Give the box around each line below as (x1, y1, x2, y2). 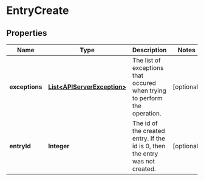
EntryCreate (6, 4, 69, 18)
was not (132, 157, 155, 165)
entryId (9, 142, 32, 150)
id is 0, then (132, 142, 166, 150)
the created (132, 127, 165, 135)
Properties (6, 28, 47, 38)
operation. (132, 109, 162, 117)
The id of (132, 119, 158, 128)
